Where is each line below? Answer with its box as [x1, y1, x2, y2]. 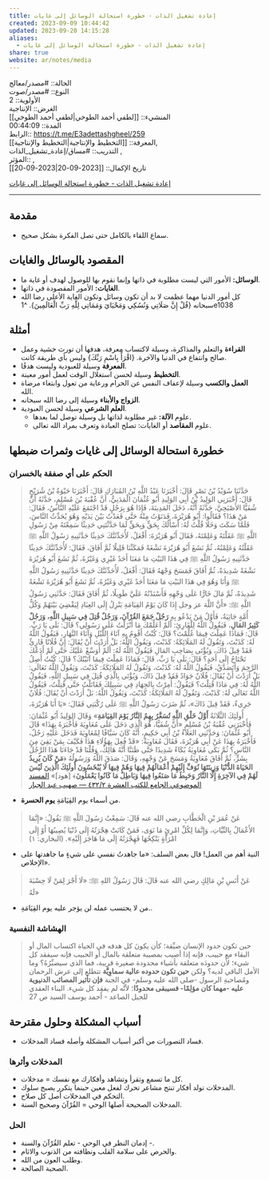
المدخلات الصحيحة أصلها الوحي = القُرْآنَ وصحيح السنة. [20, 1099, 182, 1110]
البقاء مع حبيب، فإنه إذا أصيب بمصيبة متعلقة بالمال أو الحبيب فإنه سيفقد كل [28, 949, 250, 959]
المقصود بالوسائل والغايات [9, 253, 125, 267]
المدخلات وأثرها [9, 1056, 63, 1067]
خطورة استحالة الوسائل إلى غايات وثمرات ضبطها [9, 444, 224, 457]
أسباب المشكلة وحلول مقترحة [9, 1015, 141, 1028]
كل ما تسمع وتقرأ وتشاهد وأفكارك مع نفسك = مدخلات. [20, 1075, 183, 1084]
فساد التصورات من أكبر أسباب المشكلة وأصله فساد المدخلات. [20, 1036, 204, 1046]
